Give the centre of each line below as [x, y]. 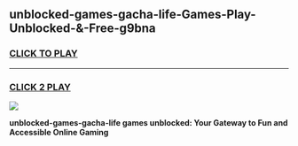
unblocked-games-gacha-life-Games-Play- [133, 15]
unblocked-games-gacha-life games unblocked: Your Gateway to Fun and [149, 122]
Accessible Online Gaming [59, 132]
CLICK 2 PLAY [40, 87]
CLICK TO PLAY [43, 54]
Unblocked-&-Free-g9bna [83, 29]
